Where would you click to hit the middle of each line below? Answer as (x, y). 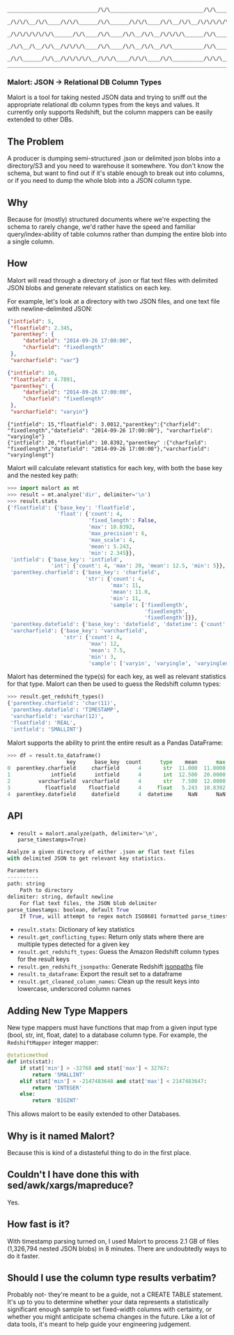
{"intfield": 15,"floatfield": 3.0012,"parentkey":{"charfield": (104, 424)
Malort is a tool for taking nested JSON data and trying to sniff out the (107, 97)
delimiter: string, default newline (60, 897)
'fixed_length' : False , (123, 521)
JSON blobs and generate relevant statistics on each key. (89, 288)
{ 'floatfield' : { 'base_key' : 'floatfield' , (71, 507)
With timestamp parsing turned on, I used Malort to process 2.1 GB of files (113, 1241)
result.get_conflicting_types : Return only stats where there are (110, 937)
